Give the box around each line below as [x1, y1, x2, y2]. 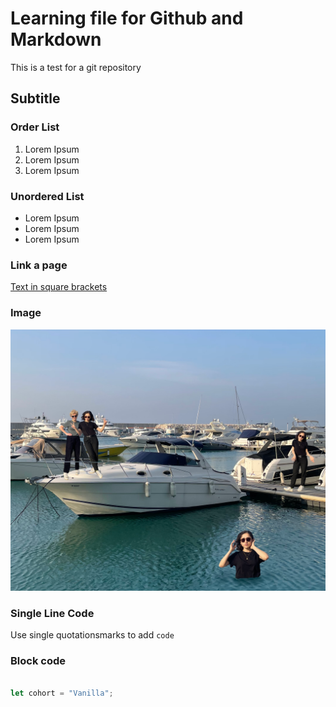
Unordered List [10, 189, 85, 203]
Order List [10, 120, 60, 134]
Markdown [10, 28, 102, 51]
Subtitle [10, 90, 61, 107]
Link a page [10, 258, 68, 272]
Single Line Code [10, 606, 95, 620]
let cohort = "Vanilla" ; [10, 688, 114, 699]
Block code [10, 654, 66, 668]
